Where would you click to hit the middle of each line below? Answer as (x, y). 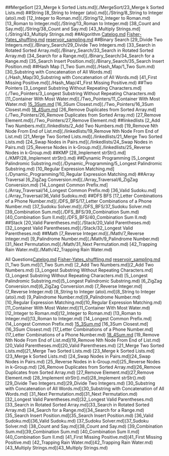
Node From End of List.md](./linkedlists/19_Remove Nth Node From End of (82, 131)
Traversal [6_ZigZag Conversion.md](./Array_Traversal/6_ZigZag (72, 180)
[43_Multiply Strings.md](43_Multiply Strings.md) (57, 448)
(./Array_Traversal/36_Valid (33, 196)
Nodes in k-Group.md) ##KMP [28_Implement (53, 153)
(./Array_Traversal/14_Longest (36, 190)
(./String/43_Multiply (27, 34)
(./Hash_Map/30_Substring (33, 77)
